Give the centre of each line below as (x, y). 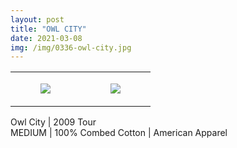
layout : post (37, 19)
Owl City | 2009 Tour (53, 122)
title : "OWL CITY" (48, 29)
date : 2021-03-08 (46, 38)
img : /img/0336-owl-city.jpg (71, 47)
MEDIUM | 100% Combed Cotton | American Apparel (119, 133)
